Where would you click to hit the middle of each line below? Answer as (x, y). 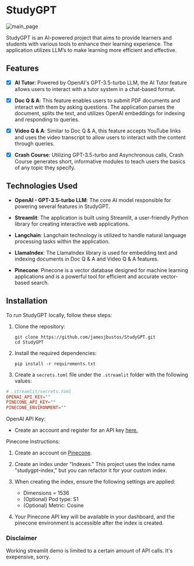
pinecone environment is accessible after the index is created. (89, 523)
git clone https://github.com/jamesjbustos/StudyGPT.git (85, 337)
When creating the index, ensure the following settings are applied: (95, 482)
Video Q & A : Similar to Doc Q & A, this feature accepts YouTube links (98, 131)
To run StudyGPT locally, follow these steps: (59, 315)
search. (40, 282)
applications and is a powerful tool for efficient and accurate (87, 276)
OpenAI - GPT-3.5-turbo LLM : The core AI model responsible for (93, 200)
